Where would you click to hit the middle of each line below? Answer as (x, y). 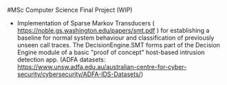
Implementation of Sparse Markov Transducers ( (86, 23)
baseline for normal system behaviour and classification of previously (116, 38)
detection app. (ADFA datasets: (61, 60)
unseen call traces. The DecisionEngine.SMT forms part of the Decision (118, 45)
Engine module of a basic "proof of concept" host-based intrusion (111, 52)
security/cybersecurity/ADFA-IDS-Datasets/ (79, 74)
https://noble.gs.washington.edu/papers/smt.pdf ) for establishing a (113, 31)
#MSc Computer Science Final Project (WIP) (70, 10)
